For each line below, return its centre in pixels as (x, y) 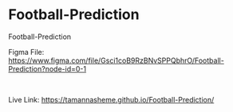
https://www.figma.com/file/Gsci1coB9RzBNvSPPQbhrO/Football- (116, 60)
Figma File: (26, 52)
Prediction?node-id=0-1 (47, 68)
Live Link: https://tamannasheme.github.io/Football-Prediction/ (111, 99)
